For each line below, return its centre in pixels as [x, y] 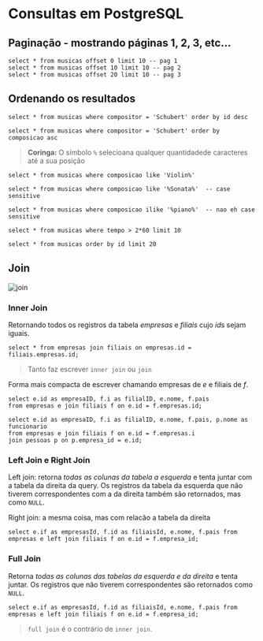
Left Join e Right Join [49, 460]
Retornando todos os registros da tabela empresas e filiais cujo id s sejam [127, 325]
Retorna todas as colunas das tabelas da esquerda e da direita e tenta [123, 576]
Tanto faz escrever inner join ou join [89, 369]
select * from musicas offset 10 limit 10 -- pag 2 [94, 68]
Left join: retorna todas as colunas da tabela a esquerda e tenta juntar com [130, 477]
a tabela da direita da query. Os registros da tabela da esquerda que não [126, 486]
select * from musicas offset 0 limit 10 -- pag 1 [93, 61]
